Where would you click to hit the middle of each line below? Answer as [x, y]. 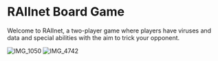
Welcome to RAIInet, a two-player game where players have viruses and [109, 30]
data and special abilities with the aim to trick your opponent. [94, 37]
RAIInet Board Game [66, 12]
